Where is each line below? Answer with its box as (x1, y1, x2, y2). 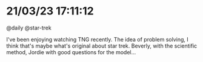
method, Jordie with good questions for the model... (6, 48, 136, 55)
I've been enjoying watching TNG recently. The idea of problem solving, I (6, 36, 189, 43)
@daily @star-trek (6, 24, 52, 31)
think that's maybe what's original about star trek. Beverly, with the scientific (6, 42, 198, 49)
